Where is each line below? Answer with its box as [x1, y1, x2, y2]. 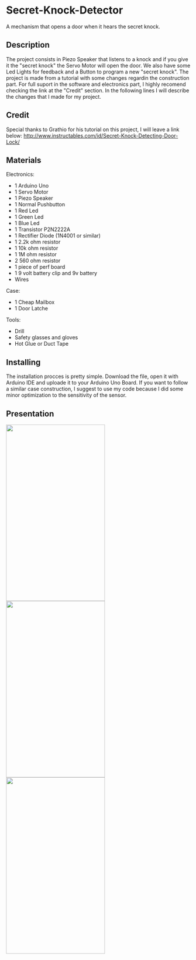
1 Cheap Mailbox [14, 299, 55, 306]
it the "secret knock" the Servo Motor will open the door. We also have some [6, 62, 191, 69]
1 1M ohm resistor [14, 251, 57, 258]
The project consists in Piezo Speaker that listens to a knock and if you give [6, 55, 188, 62]
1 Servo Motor [14, 189, 49, 196]
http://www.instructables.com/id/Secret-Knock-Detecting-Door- [23, 132, 178, 139]
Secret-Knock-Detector [6, 4, 123, 17]
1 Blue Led [14, 220, 40, 227]
